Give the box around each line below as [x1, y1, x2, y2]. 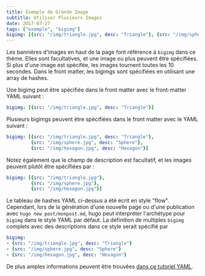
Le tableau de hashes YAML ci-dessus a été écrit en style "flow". [6, 197, 170, 205]
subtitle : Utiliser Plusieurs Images [6, 15, 103, 21]
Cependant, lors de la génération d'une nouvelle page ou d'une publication [6, 203, 195, 211]
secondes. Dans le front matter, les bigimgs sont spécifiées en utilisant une [6, 68, 195, 75]
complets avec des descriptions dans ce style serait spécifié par [6, 223, 168, 230]
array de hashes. [6, 74, 49, 82]
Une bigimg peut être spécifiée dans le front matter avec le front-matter [6, 86, 187, 93]
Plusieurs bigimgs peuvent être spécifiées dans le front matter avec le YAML [6, 115, 198, 123]
